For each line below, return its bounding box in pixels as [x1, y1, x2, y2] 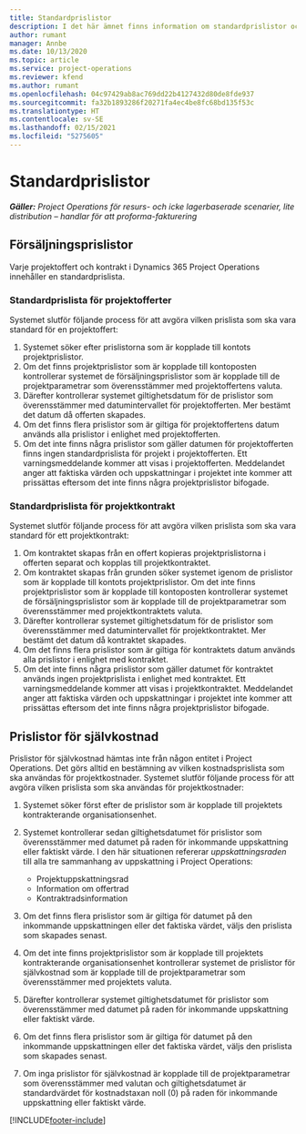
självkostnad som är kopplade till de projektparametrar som [22, 967, 246, 978]
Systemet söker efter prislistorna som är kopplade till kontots [22, 341, 251, 352]
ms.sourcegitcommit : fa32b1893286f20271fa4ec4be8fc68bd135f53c [9, 97, 255, 107]
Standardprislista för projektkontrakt [9, 500, 176, 512]
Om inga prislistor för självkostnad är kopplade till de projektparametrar [22, 1068, 291, 1079]
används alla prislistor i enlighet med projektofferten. [22, 429, 221, 440]
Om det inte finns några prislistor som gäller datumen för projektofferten [22, 438, 294, 449]
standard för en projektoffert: [9, 324, 118, 335]
